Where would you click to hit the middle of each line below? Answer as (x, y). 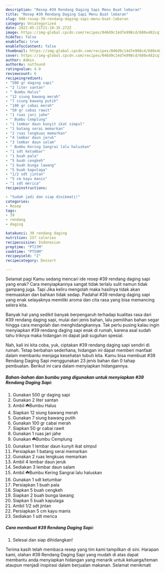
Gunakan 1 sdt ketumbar (37, 480)
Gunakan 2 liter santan (35, 400)
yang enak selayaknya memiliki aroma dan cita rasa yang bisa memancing (80, 300)
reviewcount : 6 (21, 74)
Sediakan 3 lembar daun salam (44, 467)
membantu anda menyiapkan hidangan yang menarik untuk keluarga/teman (82, 560)
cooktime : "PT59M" (24, 251)
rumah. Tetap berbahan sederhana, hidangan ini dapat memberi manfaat (79, 350)
